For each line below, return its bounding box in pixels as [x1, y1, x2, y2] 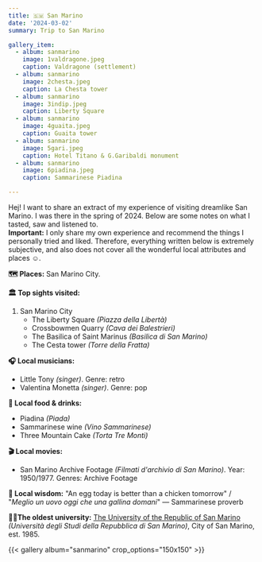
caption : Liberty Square [22, 107, 105, 115]
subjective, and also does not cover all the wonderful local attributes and [8, 245, 246, 254]
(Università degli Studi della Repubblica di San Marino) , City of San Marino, [8, 521, 256, 530]
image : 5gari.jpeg [22, 144, 83, 152]
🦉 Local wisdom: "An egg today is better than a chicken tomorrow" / [8, 489, 232, 498]
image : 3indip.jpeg [22, 100, 87, 108]
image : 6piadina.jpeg [22, 166, 94, 175]
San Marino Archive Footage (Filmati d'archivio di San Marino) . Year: [19, 465, 245, 474]
